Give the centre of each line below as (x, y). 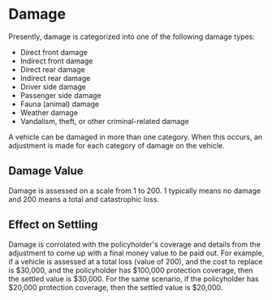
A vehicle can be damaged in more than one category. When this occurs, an (136, 137)
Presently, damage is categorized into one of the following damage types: (132, 36)
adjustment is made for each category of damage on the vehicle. (117, 145)
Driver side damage (53, 87)
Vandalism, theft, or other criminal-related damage (104, 121)
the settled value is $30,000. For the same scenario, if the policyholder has (134, 279)
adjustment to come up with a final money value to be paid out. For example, (136, 253)
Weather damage (49, 112)
